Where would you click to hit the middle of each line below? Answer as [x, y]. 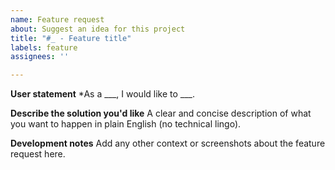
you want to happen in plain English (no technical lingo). [126, 124]
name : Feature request [57, 19]
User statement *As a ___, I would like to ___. [102, 94]
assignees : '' [40, 57]
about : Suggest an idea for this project [98, 29]
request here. [38, 154]
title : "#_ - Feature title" [71, 38]
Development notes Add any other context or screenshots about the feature [168, 143]
